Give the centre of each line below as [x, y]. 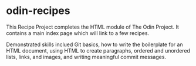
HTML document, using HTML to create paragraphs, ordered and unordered [98, 50]
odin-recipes [38, 11]
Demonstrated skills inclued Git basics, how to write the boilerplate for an [94, 44]
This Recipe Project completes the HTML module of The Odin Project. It [92, 27]
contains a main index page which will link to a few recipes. [78, 33]
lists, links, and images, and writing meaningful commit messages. [86, 57]
